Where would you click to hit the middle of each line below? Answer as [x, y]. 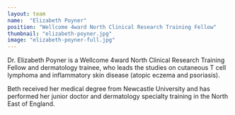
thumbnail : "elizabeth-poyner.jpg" [60, 34]
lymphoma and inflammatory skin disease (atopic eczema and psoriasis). [114, 75]
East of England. [31, 104]
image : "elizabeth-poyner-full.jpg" [61, 40]
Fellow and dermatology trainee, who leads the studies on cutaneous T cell [117, 68]
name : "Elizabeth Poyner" [47, 20]
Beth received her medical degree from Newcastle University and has [109, 89]
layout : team [27, 14]
